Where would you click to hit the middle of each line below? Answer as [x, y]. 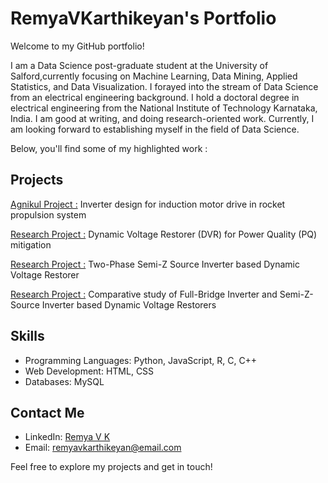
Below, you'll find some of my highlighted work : [109, 148]
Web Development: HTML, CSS [89, 371]
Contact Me [47, 412]
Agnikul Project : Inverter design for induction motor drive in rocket [148, 204]
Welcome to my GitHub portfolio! [77, 46]
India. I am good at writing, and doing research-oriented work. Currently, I [162, 118]
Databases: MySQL [64, 381]
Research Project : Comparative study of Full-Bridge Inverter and [144, 294]
